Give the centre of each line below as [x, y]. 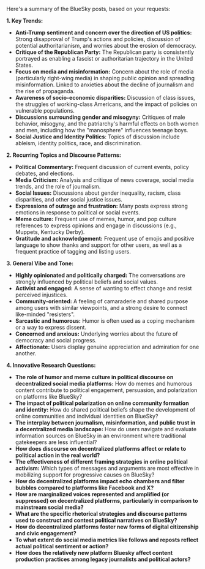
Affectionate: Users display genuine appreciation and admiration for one [107, 347]
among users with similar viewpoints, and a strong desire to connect [101, 308]
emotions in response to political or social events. [78, 213]
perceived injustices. [41, 295]
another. [26, 353]
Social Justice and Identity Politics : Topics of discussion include [97, 137]
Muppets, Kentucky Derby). [50, 232]
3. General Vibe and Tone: [40, 263]
